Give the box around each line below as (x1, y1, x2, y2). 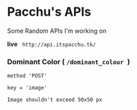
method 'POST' (7, 72, 48, 79)
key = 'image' (7, 85, 48, 92)
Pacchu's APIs (7, 4, 92, 20)
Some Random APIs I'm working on (7, 27, 107, 35)
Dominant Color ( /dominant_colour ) (7, 57, 130, 66)
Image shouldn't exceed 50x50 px (7, 96, 103, 103)
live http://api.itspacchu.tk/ (7, 40, 96, 48)
